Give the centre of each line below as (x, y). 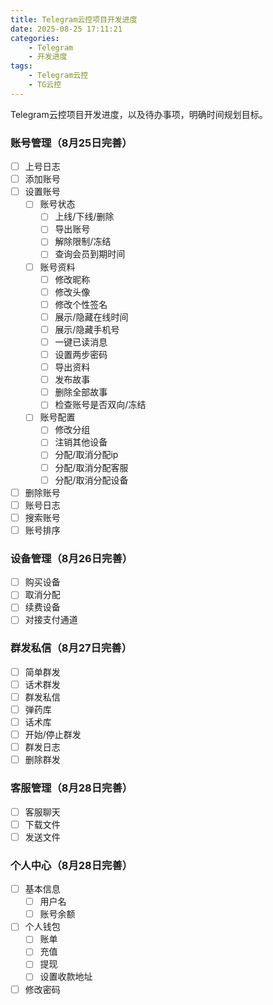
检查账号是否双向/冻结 (100, 405)
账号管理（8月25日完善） (71, 143)
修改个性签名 (81, 304)
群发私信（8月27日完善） (71, 648)
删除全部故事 (81, 392)
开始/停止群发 (53, 735)
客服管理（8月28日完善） (71, 788)
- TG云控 (45, 85)
